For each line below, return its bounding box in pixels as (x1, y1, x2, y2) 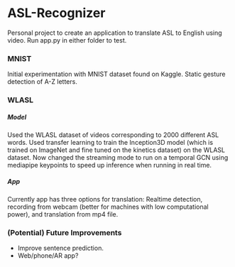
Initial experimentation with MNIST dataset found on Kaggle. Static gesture (7, 70, 226, 79)
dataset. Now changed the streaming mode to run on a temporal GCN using (7, 153, 229, 162)
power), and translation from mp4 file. (7, 210, 119, 219)
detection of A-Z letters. (7, 77, 78, 86)
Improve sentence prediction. (17, 244, 104, 253)
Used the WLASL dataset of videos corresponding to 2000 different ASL (7, 131, 219, 139)
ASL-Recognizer (7, 5, 106, 21)
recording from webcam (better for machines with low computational (7, 202, 209, 211)
